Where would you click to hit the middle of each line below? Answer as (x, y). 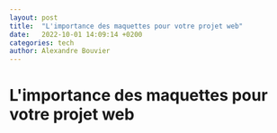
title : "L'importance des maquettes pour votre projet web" (126, 26)
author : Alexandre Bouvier (60, 51)
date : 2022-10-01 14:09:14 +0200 (76, 34)
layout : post (34, 18)
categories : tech (42, 43)
